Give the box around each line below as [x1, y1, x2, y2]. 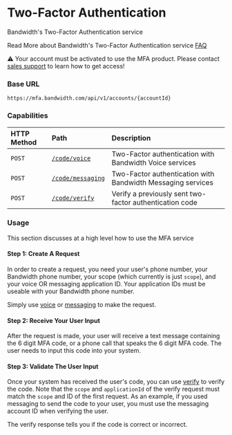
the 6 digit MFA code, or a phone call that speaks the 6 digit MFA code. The [7, 339, 222, 347]
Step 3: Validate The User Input [7, 362, 99, 371]
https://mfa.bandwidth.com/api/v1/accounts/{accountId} [7, 95, 171, 102]
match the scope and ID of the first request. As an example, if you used [7, 392, 209, 400]
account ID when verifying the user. [7, 407, 109, 416]
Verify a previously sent [111, 189, 188, 198]
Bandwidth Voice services [111, 158, 196, 167]
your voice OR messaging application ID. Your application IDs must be [7, 280, 206, 288]
